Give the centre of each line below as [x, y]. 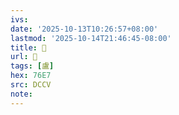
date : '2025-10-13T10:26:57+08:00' [84, 29]
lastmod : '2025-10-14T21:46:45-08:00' [91, 38]
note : [21, 94]
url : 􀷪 [24, 57]
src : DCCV [31, 85]
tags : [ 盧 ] [32, 66]
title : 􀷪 [28, 47]
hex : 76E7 [31, 76]
